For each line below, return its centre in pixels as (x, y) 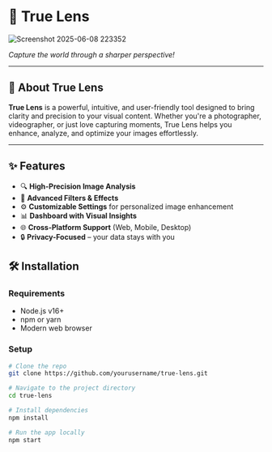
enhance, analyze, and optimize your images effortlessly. (103, 133)
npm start (25, 440)
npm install (28, 418)
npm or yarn (40, 320)
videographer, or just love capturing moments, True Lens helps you (120, 124)
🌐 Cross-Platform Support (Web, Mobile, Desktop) (106, 227)
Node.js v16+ (42, 311)
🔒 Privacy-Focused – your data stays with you (98, 237)
